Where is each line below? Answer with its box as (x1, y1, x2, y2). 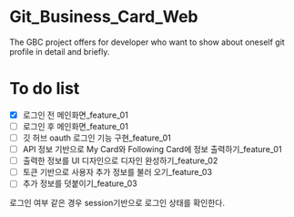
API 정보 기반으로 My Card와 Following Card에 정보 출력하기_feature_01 (22, 144, 282, 155)
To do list (9, 78, 80, 99)
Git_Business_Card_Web (9, 6, 198, 27)
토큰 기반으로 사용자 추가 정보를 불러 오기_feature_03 (22, 167, 212, 178)
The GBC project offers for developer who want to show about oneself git (9, 36, 285, 47)
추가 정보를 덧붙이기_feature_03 (22, 178, 138, 189)
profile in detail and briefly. (9, 46, 110, 57)
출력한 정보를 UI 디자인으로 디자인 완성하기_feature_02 (22, 155, 218, 166)
